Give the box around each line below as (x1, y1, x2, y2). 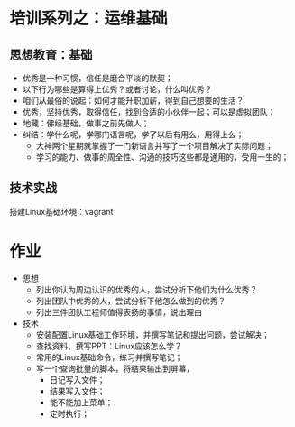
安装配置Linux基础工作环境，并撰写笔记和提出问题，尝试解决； (35, 329, 271, 339)
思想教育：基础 (9, 47, 93, 62)
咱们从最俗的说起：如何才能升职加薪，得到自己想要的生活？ (22, 96, 244, 106)
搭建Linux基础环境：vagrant (9, 206, 114, 217)
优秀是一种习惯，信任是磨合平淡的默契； (22, 73, 173, 83)
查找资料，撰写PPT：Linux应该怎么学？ (35, 340, 183, 351)
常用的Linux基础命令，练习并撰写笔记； (35, 351, 183, 362)
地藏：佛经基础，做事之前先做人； (22, 118, 150, 128)
